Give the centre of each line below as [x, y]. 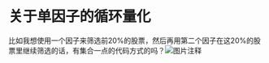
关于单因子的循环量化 [80, 17]
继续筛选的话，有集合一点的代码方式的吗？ [93, 50]
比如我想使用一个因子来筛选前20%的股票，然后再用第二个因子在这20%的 [131, 40]
